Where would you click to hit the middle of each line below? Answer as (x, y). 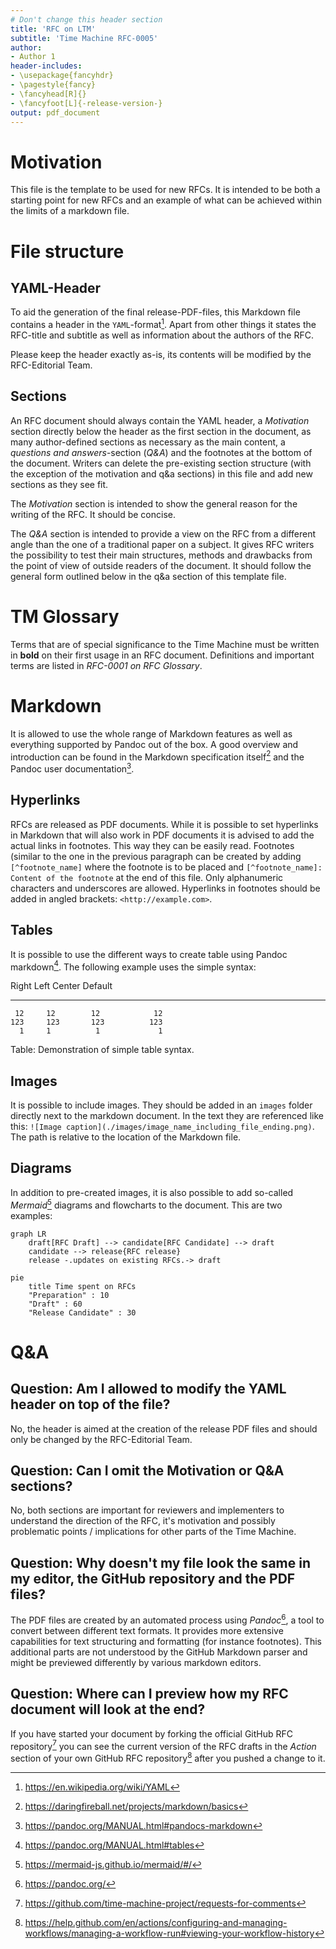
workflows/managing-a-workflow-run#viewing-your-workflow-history (169, 1933)
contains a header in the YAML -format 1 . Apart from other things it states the (163, 323)
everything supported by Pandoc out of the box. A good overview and (154, 744)
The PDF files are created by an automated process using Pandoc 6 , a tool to (167, 1619)
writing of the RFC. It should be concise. (93, 514)
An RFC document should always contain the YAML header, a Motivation (160, 420)
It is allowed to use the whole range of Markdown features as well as (151, 733)
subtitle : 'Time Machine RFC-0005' (84, 38)
